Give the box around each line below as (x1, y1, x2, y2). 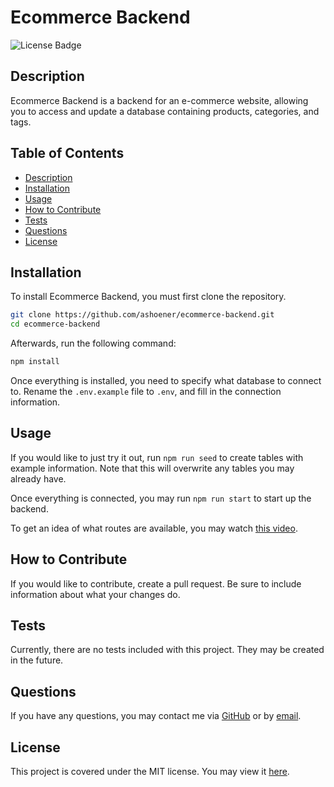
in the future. (10, 654, 64, 666)
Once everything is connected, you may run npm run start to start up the (10, 492, 312, 504)
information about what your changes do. (10, 588, 181, 600)
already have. (10, 472, 67, 485)
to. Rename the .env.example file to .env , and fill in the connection (10, 386, 282, 397)
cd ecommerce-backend (10, 319, 101, 330)
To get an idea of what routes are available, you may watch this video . (10, 522, 298, 534)
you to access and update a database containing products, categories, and (10, 105, 320, 117)
